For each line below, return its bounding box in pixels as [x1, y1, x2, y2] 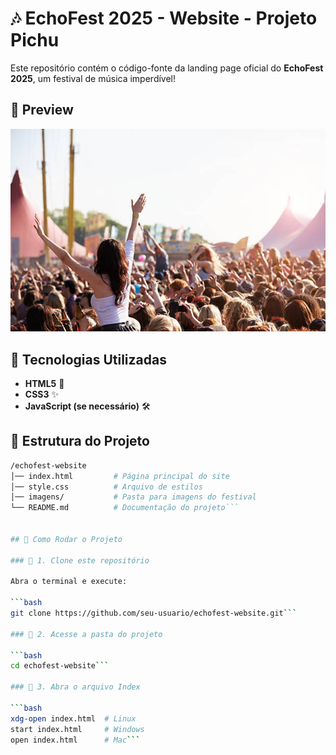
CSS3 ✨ [24, 388, 59, 401]
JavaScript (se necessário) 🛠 [24, 400, 151, 412]
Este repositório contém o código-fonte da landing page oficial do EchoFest [10, 62, 324, 74]
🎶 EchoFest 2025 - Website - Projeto [10, 7, 318, 30]
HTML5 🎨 [24, 378, 65, 390]
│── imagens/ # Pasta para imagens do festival [10, 492, 257, 502]
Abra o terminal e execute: [10, 577, 128, 587]
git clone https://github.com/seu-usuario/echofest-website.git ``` [10, 608, 298, 619]
